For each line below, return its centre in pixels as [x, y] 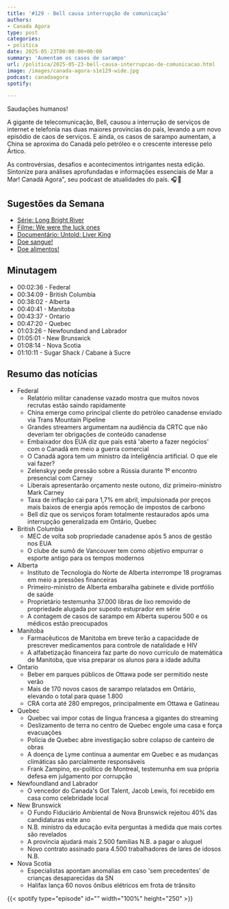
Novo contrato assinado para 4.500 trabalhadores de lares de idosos [124, 849]
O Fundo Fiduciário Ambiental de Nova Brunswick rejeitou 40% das [122, 812]
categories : [24, 39]
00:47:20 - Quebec [44, 323]
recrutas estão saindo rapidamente [77, 405]
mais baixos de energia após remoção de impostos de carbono [116, 507]
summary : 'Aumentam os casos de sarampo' [67, 58]
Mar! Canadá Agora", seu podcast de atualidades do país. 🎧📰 [95, 179]
